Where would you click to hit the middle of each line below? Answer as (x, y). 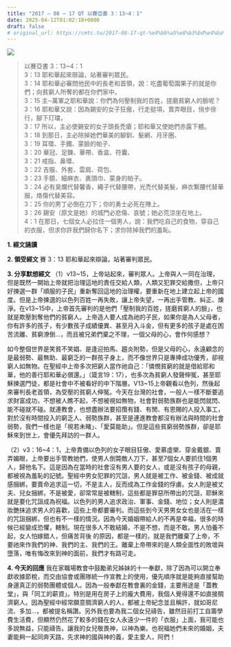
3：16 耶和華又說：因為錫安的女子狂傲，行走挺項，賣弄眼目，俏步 (117, 109)
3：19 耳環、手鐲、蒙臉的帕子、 (69, 144)
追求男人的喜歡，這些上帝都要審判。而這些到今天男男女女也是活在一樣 (124, 510)
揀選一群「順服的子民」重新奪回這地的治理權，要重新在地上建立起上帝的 (115, 291)
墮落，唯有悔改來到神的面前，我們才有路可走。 (73, 553)
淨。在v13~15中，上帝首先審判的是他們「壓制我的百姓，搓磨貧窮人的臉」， (112, 308)
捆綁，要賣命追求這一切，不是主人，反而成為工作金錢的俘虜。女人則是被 (115, 484)
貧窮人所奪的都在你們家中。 (81, 92)
